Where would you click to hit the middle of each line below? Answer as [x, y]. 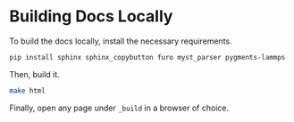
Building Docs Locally [91, 16]
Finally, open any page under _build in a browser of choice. [119, 108]
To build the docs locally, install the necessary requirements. [121, 41]
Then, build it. [34, 74]
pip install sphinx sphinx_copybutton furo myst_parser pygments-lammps [147, 57]
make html [28, 91]
